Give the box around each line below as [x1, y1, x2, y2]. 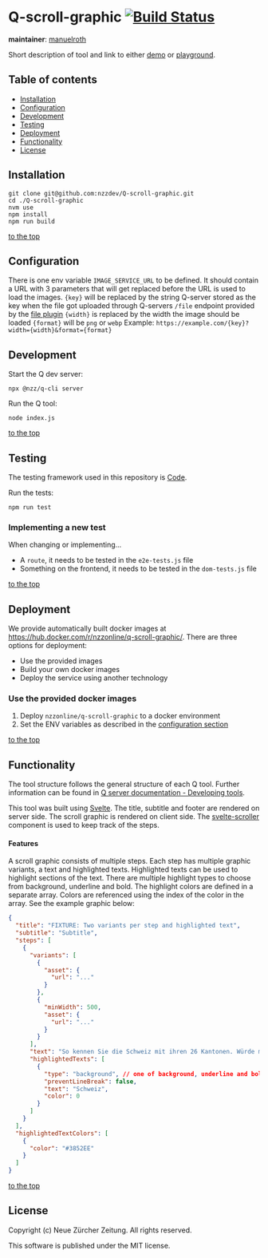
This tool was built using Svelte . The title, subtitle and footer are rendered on [8, 803, 260, 813]
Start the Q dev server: [8, 370, 84, 379]
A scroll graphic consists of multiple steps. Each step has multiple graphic [8, 856, 251, 866]
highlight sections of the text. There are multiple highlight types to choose [8, 873, 251, 883]
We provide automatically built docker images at [8, 623, 167, 634]
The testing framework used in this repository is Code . [8, 473, 187, 482]
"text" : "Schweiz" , [43, 1085, 109, 1093]
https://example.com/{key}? [156, 319, 250, 327]
